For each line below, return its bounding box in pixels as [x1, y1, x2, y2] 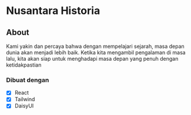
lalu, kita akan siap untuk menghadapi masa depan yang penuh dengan [6, 55, 179, 62]
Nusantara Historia [6, 4, 100, 18]
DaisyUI [14, 102, 34, 109]
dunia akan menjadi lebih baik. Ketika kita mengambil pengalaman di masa [6, 49, 186, 56]
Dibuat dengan [6, 76, 49, 84]
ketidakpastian [6, 61, 42, 68]
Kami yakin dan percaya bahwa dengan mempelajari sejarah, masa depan [6, 43, 185, 50]
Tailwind [14, 96, 35, 103]
